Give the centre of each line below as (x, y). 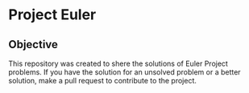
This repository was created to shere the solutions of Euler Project (118, 63)
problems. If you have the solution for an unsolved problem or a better (124, 72)
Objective (33, 44)
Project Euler (52, 15)
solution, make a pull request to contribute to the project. (103, 81)
